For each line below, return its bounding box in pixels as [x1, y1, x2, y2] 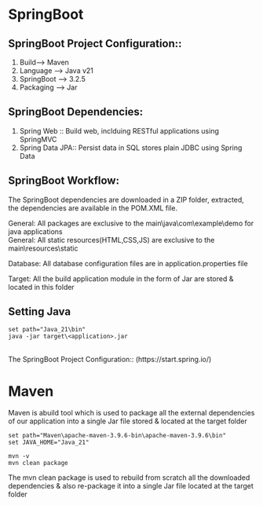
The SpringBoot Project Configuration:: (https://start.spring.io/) [8, 355, 212, 364]
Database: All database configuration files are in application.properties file [8, 258, 249, 268]
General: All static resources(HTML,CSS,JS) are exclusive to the [8, 235, 215, 244]
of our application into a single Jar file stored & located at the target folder [8, 416, 247, 426]
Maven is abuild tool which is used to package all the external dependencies [8, 408, 255, 418]
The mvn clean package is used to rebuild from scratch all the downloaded [8, 473, 250, 482]
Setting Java [8, 305, 71, 319]
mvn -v [8, 452, 30, 460]
